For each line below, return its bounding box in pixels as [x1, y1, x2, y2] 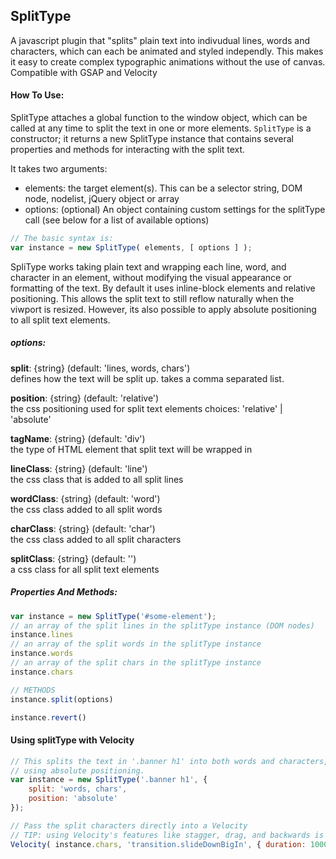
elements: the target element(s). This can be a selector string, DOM [24, 182, 303, 194]
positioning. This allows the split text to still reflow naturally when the [10, 292, 295, 304]
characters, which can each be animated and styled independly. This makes [10, 45, 324, 57]
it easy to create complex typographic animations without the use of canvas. [10, 55, 326, 68]
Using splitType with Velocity [10, 734, 135, 746]
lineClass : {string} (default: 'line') [10, 462, 148, 474]
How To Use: [10, 89, 65, 101]
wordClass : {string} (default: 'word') [10, 492, 161, 504]
